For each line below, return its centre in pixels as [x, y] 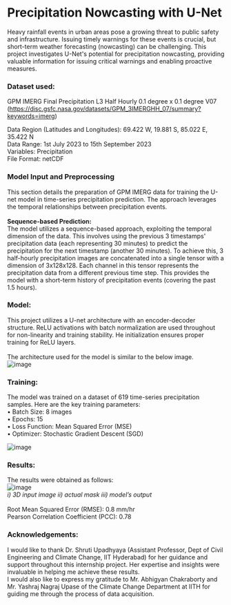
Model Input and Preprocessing [61, 177]
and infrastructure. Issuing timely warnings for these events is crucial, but [112, 39]
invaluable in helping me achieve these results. [73, 572]
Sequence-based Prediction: [49, 221]
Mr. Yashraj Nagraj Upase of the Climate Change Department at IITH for [109, 586]
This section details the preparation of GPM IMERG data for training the [108, 192]
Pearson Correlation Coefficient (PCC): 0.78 [70, 517]
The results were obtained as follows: [60, 480]
